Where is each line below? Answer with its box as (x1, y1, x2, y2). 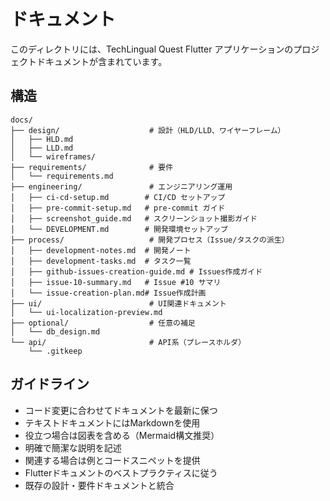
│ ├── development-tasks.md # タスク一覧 (10, 256, 192, 266)
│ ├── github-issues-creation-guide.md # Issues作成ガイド (10, 266, 263, 277)
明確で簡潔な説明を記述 (24, 441, 122, 454)
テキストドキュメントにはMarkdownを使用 (24, 416, 201, 429)
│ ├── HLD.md (10, 134, 74, 144)
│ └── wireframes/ (10, 151, 97, 162)
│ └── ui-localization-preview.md (10, 307, 163, 317)
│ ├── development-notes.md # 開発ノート (10, 245, 192, 255)
